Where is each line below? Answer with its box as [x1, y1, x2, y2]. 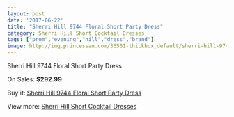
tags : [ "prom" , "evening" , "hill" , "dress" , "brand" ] [7, 36, 155, 43]
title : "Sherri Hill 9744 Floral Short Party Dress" [7, 23, 164, 30]
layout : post [7, 10, 45, 17]
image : [7, 42, 26, 49]
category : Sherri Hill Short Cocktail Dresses [7, 29, 145, 37]
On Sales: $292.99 [7, 75, 63, 84]
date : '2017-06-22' [7, 17, 64, 24]
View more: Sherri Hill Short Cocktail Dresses [7, 102, 137, 110]
